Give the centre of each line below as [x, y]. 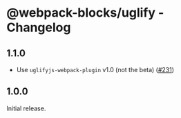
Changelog [39, 27]
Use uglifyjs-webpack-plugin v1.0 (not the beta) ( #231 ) [95, 70]
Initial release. [26, 108]
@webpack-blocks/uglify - [85, 13]
